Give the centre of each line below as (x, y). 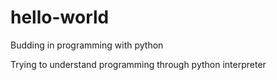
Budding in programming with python (87, 45)
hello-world (60, 17)
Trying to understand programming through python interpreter (138, 64)
